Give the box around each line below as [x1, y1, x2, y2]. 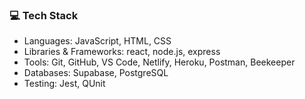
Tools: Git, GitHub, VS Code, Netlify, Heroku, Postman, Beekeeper [23, 56, 296, 68]
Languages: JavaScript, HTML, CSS [23, 35, 172, 47]
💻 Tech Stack [9, 8, 79, 22]
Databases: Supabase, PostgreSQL [23, 67, 169, 79]
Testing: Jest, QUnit [23, 78, 106, 90]
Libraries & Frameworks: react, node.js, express [23, 46, 221, 58]
